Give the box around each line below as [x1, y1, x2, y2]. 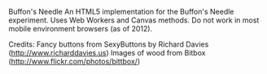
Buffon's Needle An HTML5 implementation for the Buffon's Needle [8, 7, 234, 16]
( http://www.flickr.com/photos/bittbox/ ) [8, 56, 141, 66]
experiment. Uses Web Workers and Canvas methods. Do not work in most [8, 15, 260, 25]
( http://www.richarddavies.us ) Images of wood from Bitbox [8, 48, 206, 57]
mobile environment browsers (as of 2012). [8, 24, 153, 33]
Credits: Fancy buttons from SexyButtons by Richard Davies [8, 39, 209, 49]
